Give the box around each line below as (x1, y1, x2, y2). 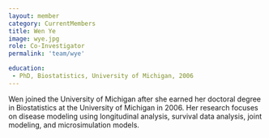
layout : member (8, 11, 60, 20)
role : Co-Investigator (8, 42, 85, 50)
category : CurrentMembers (8, 19, 96, 28)
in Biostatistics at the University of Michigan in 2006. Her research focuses (8, 102, 259, 112)
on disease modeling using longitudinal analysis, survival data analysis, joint (8, 111, 262, 121)
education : (8, 64, 45, 73)
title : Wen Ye (8, 27, 57, 35)
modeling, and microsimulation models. (8, 119, 140, 130)
